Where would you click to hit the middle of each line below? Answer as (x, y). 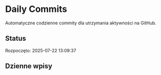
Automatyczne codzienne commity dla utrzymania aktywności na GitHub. (81, 23)
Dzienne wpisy (29, 66)
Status (16, 38)
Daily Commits (36, 9)
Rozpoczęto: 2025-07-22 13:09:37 (41, 50)
